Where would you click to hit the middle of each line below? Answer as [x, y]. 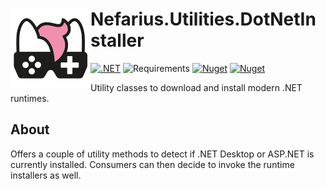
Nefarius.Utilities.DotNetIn [203, 19]
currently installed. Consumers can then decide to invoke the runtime [152, 164]
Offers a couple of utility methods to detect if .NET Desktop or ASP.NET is [162, 154]
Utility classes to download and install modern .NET [196, 87]
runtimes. [30, 98]
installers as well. [46, 175]
